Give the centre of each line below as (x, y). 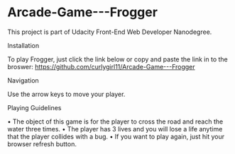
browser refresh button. (42, 144)
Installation (23, 45)
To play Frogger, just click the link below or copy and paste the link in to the (118, 59)
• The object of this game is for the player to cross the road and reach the (115, 122)
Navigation (23, 80)
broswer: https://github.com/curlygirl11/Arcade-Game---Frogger (101, 66)
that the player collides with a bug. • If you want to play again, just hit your (116, 136)
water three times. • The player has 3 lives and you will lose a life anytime (115, 129)
